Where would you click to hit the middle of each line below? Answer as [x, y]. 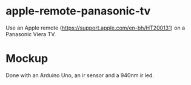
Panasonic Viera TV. [31, 34]
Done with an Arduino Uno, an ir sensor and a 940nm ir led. [80, 75]
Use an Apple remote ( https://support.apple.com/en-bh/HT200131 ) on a [95, 28]
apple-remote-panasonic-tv [78, 11]
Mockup [27, 59]
